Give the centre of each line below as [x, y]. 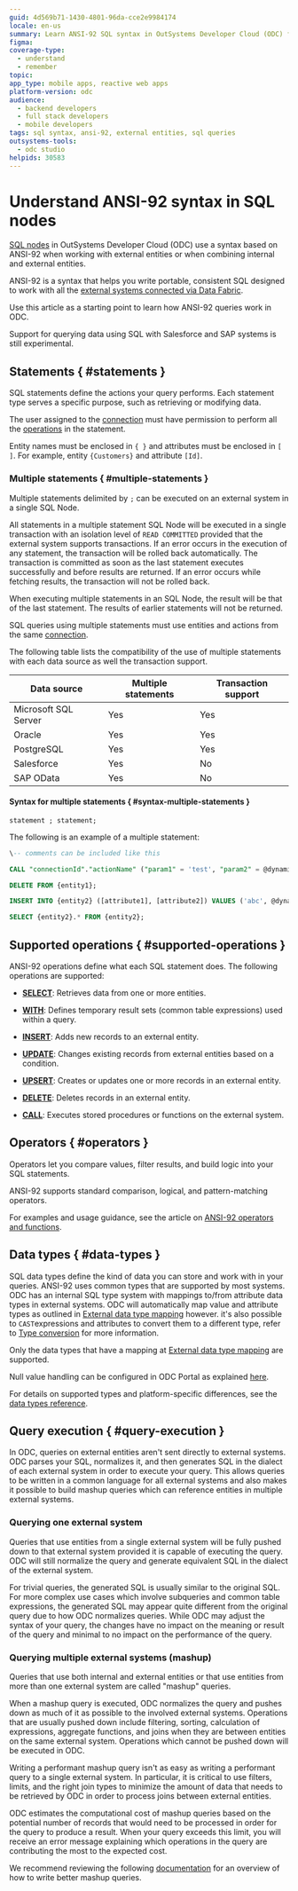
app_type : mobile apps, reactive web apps [89, 83]
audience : [27, 100]
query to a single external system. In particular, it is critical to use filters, [141, 1777]
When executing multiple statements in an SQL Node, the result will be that [146, 598]
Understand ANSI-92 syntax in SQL [142, 201]
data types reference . [49, 1403]
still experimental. [41, 343]
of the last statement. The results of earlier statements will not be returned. [146, 608]
